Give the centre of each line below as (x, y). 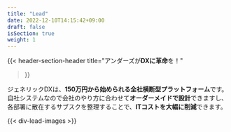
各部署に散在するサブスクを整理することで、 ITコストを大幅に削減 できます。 (117, 107)
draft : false (26, 27)
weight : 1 (22, 40)
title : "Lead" (28, 14)
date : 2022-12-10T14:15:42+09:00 (56, 20)
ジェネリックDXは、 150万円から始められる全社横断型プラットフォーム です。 (118, 89)
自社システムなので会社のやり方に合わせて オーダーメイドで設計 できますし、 (118, 98)
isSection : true (31, 33)
